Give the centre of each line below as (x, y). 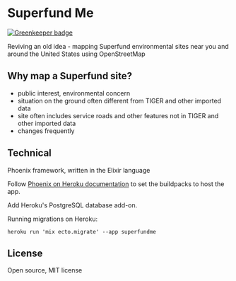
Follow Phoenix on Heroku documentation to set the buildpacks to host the (116, 184)
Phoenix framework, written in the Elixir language (79, 170)
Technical (29, 153)
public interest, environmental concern (74, 93)
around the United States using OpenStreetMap (77, 54)
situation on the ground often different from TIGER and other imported (119, 101)
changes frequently (46, 131)
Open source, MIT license (45, 270)
